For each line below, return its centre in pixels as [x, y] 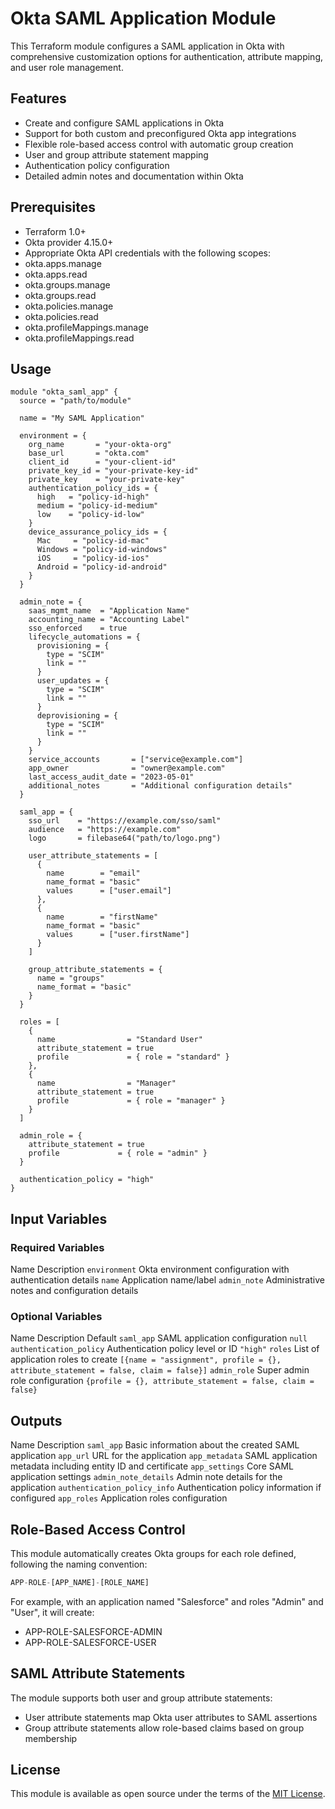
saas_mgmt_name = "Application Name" [109, 611]
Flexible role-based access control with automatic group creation [159, 144]
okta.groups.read [60, 295]
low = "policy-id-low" [90, 515]
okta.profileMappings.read [79, 338]
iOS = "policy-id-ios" [93, 558]
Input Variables [59, 1218]
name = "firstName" [102, 917]
